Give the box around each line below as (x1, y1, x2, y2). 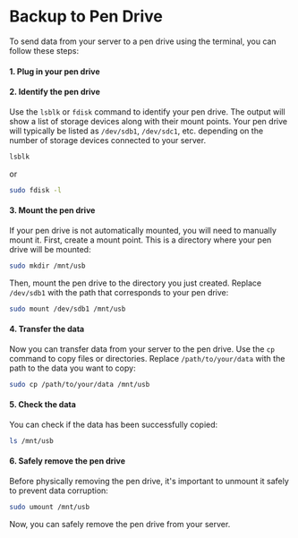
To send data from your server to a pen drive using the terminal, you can (9, 36, 277, 47)
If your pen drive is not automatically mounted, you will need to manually (9, 225, 277, 235)
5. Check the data (9, 399, 76, 410)
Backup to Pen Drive (9, 6, 163, 27)
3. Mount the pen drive (9, 205, 96, 216)
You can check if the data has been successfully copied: (9, 419, 218, 430)
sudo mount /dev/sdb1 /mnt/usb (9, 304, 126, 313)
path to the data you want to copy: (9, 363, 136, 373)
